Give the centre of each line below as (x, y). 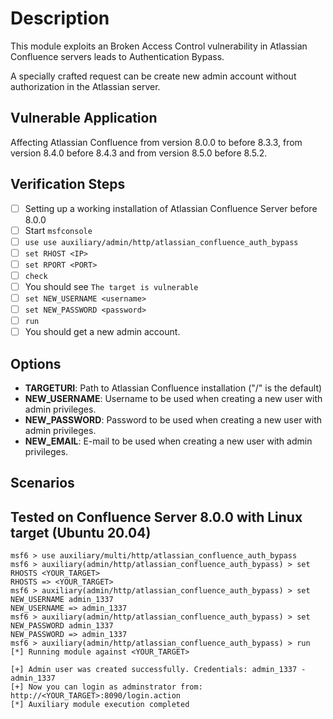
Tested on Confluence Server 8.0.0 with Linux (156, 517)
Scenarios (42, 483)
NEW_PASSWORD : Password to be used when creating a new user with (173, 420)
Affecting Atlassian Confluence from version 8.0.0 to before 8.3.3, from (156, 142)
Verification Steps (68, 184)
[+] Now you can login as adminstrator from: (106, 687)
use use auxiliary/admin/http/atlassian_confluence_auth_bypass (161, 242)
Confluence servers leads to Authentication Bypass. (117, 56)
